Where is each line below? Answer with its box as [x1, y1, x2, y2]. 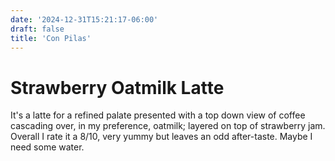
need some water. [10, 141, 85, 153]
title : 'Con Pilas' [10, 33, 92, 43]
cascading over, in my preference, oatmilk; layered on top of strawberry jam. [10, 120, 326, 132]
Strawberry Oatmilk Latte [10, 76, 225, 99]
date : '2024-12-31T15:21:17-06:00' [10, 14, 159, 25]
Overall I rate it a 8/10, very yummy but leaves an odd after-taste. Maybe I [10, 131, 313, 143]
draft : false [10, 24, 65, 34]
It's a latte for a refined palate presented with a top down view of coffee [10, 109, 306, 121]
